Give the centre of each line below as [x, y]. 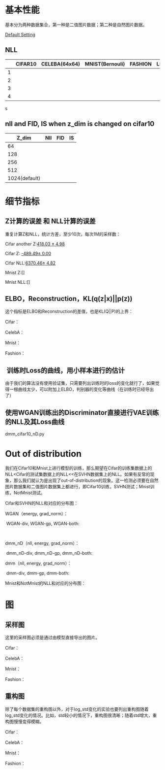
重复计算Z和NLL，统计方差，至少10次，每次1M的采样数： [63, 234]
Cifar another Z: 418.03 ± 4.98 [35, 244]
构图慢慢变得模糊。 [25, 721]
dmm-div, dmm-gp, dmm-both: [38, 573]
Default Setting [20, 34]
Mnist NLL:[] [18, 282]
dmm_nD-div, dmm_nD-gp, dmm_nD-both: [49, 553]
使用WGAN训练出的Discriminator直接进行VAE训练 [82, 413]
